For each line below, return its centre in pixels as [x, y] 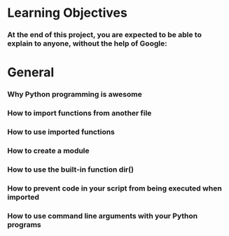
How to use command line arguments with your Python [103, 216]
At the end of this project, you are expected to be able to [104, 35]
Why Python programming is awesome [75, 95]
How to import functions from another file [79, 113]
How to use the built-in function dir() [71, 169]
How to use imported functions [61, 132]
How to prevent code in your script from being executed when [114, 188]
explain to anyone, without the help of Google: [87, 43]
